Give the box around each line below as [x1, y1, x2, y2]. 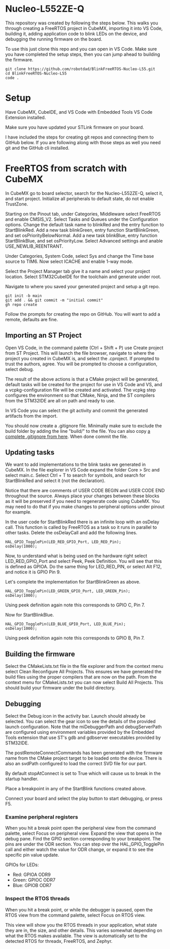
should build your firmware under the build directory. [5, 685, 116, 691]
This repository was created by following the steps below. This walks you [5, 20, 158, 26]
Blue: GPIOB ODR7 [12, 883, 52, 889]
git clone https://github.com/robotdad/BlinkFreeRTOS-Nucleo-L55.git [5, 66, 156, 72]
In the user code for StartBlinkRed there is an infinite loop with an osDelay [5, 519, 160, 525]
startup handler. [5, 776, 39, 782]
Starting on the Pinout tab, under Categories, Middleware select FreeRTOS [5, 211, 161, 217]
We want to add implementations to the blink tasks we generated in [5, 461, 146, 467]
